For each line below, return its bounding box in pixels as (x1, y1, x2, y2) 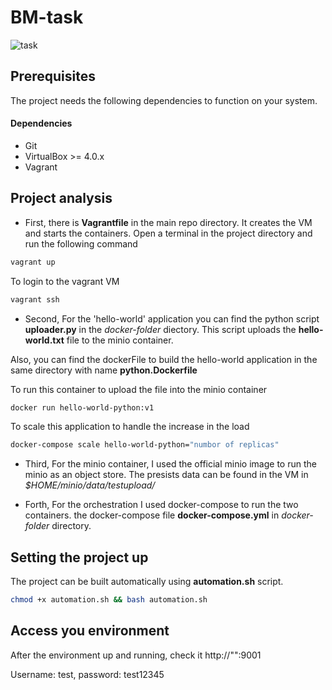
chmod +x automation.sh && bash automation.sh (10, 595, 208, 605)
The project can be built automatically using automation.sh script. (10, 576, 284, 588)
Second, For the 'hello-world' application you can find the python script (24, 312, 320, 325)
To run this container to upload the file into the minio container (10, 383, 268, 395)
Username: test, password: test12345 (10, 668, 165, 680)
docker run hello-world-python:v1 (10, 402, 155, 413)
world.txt (24, 334, 65, 346)
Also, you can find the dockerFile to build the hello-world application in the (10, 353, 318, 365)
